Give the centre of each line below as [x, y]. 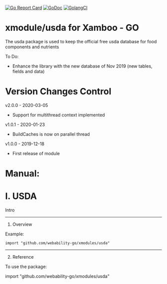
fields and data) [28, 71]
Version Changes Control [58, 92]
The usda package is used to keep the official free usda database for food [81, 41]
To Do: [12, 56]
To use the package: [26, 267]
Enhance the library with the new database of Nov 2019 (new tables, [82, 66]
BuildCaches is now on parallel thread [51, 134]
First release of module [36, 153]
